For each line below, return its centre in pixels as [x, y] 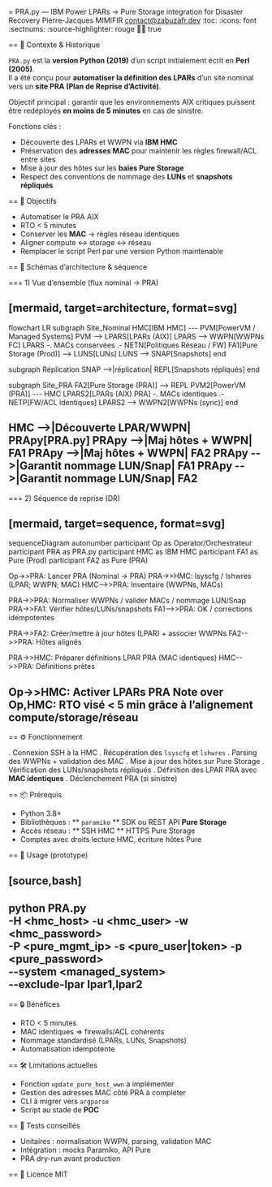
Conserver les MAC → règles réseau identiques [100, 234]
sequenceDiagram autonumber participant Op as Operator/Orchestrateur [130, 543]
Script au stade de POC [60, 1110]
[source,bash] [45, 881]
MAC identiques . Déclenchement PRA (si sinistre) [93, 779]
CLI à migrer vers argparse [65, 1101]
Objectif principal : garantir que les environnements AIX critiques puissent [132, 102]
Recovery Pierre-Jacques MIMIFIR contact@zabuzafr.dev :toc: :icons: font [133, 20]
